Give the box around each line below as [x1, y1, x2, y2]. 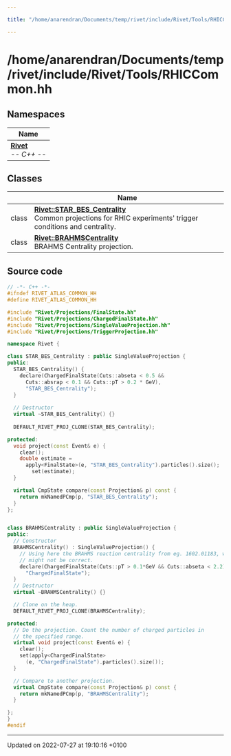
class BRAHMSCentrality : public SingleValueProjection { [7, 525, 177, 532]
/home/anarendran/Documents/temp [7, 52, 224, 68]
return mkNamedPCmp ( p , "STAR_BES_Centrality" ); [19, 493, 158, 500]
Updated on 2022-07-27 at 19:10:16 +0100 [7, 741, 127, 749]
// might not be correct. [19, 557, 94, 564]
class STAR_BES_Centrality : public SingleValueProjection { [7, 353, 186, 360]
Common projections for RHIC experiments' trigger [34, 213, 199, 223]
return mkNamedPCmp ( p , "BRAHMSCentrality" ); [19, 690, 149, 697]
